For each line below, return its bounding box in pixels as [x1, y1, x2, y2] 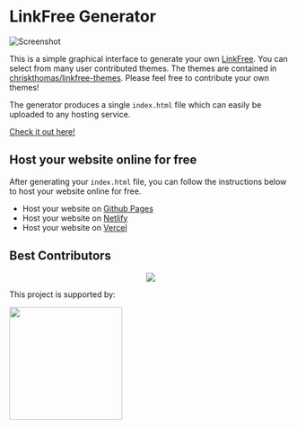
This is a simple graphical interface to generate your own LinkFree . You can [9, 53, 289, 64]
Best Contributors [9, 249, 112, 264]
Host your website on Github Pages [22, 203, 154, 214]
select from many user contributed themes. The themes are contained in [9, 63, 277, 74]
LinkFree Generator [9, 6, 157, 27]
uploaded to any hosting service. [9, 109, 131, 119]
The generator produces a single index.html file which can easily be [9, 99, 262, 109]
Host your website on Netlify [22, 213, 128, 223]
